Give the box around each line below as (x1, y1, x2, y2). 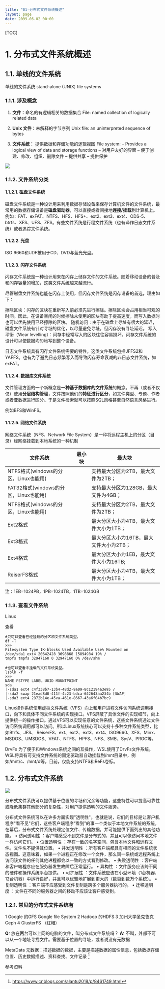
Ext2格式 (7, 521, 28, 528)
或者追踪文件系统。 (13, 225, 53, 232)
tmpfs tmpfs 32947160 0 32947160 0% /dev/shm (5, 656, 100, 661)
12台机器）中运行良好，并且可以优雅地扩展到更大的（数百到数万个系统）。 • (5, 876, 158, 882)
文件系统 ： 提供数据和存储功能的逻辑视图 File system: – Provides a (12, 141, 147, 147)
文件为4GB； (91, 491, 122, 498)
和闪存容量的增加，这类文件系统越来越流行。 (5, 280, 96, 286)
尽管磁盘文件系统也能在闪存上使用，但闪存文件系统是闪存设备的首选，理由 (5, 290, 156, 296)
